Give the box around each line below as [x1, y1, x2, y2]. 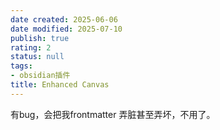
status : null [10, 52, 65, 62]
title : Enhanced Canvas [10, 80, 110, 90]
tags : [10, 61, 33, 71]
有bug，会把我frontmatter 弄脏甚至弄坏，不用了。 [10, 108, 216, 120]
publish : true [10, 33, 70, 43]
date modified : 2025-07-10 [10, 24, 123, 34]
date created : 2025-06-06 [10, 14, 118, 25]
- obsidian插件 [10, 71, 71, 81]
